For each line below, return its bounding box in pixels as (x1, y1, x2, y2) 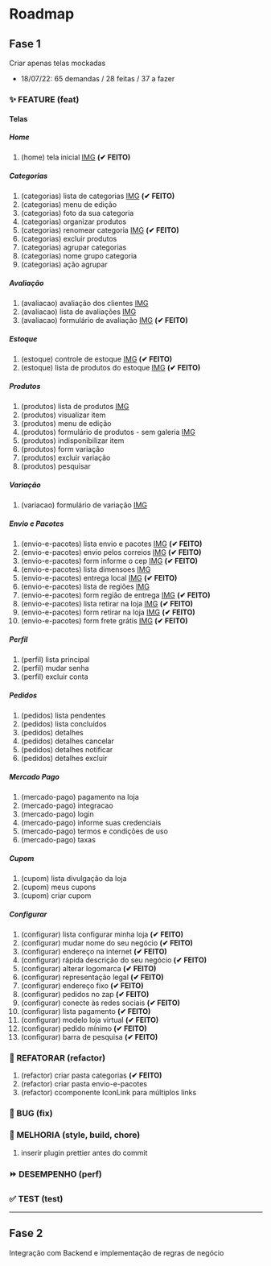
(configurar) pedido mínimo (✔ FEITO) (20, 1024, 147, 1033)
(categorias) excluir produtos (20, 234, 117, 244)
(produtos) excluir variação (20, 453, 111, 463)
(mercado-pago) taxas (20, 835, 96, 845)
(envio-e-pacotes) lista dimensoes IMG (20, 565, 151, 574)
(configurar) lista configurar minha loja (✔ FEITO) (20, 929, 184, 939)
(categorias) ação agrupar (20, 259, 108, 270)
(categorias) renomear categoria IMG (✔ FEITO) (20, 225, 179, 235)
